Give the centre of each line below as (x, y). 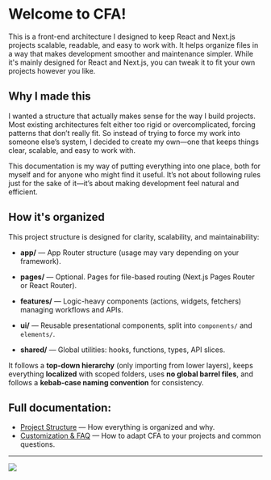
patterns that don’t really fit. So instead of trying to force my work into (124, 133)
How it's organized (56, 217)
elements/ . (38, 333)
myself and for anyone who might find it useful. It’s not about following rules (134, 174)
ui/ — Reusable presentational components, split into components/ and (136, 325)
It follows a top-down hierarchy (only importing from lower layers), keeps (131, 365)
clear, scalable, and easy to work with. (72, 150)
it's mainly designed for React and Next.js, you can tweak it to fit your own (132, 62)
